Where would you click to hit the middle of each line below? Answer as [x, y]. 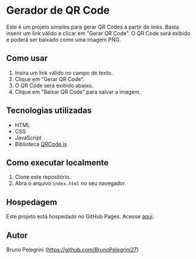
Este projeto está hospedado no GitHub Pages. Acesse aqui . [80, 217]
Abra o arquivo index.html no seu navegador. [70, 183]
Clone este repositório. [43, 177]
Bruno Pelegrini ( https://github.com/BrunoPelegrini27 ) [72, 249]
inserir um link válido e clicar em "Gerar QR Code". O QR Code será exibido [98, 33]
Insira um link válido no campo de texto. [64, 73]
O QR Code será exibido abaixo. [54, 85]
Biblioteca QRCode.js [41, 144]
